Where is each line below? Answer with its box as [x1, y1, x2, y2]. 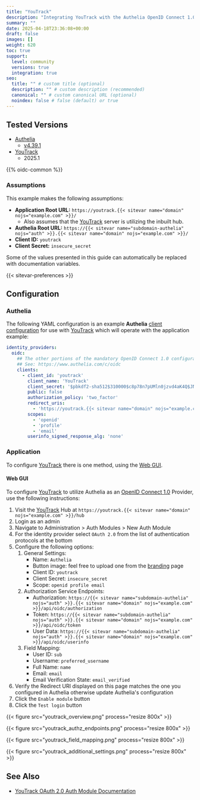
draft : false [6, 31, 39, 37]
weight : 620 [6, 42, 36, 48]
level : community [11, 59, 55, 65]
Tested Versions [6, 120, 68, 130]
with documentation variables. [6, 260, 80, 267]
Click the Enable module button [14, 695, 90, 702]
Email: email [32, 670, 62, 677]
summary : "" [6, 20, 36, 26]
